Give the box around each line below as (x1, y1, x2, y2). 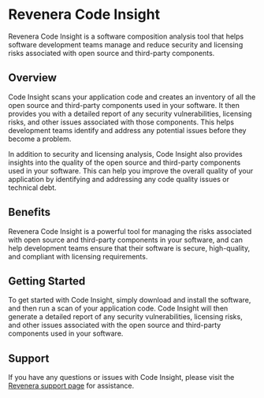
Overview (8, 71, 58, 84)
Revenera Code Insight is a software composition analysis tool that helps (8, 32, 244, 41)
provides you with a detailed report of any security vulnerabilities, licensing (8, 109, 252, 118)
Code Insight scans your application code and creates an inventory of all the (8, 92, 256, 102)
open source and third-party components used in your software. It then (8, 100, 240, 110)
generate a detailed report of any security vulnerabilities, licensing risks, (8, 312, 243, 322)
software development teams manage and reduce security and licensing (8, 39, 244, 49)
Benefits (8, 206, 51, 219)
